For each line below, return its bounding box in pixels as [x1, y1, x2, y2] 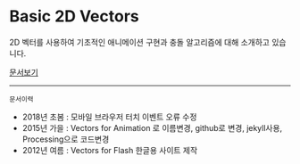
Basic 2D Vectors [9, 6, 140, 27]
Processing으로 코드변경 [21, 134, 110, 144]
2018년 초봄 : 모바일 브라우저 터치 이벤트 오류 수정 [21, 111, 197, 122]
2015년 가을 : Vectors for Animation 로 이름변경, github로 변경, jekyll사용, [21, 122, 283, 133]
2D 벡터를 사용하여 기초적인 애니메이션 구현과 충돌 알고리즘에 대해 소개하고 [9, 37, 271, 47]
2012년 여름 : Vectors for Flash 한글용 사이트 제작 [21, 144, 198, 155]
